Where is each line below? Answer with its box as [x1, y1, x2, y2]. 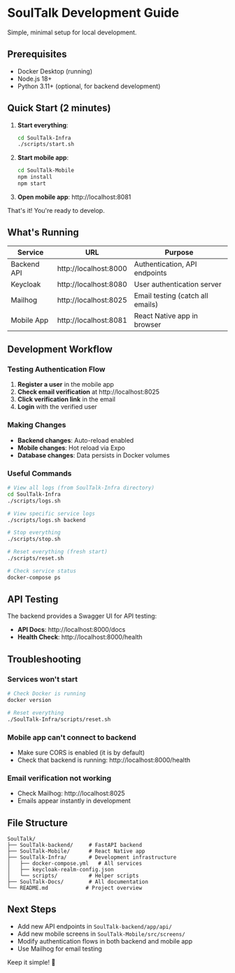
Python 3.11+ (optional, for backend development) [17, 82, 161, 90]
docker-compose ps [7, 574, 61, 581]
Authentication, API [134, 259, 197, 269]
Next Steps [7, 904, 57, 916]
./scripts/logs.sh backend [7, 516, 86, 523]
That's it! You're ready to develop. [7, 206, 105, 214]
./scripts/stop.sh [7, 536, 61, 543]
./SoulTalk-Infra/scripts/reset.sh [7, 716, 111, 723]
